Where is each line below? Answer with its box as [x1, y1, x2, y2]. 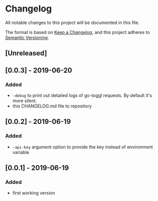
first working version [12, 190, 55, 196]
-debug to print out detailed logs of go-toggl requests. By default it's [12, 92, 152, 98]
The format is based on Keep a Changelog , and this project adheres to [5, 29, 150, 35]
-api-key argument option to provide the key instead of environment [12, 143, 153, 150]
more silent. [12, 98, 37, 104]
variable [12, 149, 29, 155]
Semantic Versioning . [5, 34, 49, 40]
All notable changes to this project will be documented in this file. [5, 19, 140, 25]
